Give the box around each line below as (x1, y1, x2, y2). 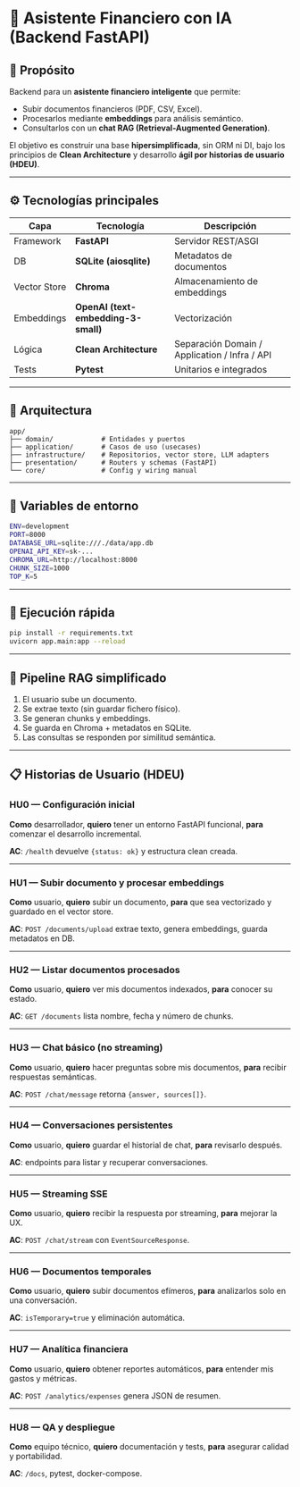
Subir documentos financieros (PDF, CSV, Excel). (21, 104, 203, 114)
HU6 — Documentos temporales (9, 1265, 152, 1278)
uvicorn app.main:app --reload (9, 637, 126, 646)
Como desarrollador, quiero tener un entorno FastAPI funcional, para (9, 819, 263, 829)
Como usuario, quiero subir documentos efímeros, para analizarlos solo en (9, 1286, 287, 1297)
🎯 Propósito (9, 63, 76, 78)
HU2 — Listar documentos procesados (9, 963, 180, 976)
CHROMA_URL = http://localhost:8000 (9, 555, 138, 564)
